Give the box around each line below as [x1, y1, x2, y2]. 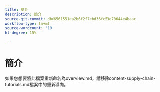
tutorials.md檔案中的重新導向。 [5, 81, 69, 87]
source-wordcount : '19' [5, 26, 54, 31]
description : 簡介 [5, 12, 42, 17]
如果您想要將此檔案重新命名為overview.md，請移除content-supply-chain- [5, 75, 156, 81]
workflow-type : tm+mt [5, 21, 50, 26]
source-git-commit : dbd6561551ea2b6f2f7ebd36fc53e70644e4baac [5, 16, 136, 21]
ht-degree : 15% [5, 30, 37, 35]
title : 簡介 [5, 7, 28, 12]
